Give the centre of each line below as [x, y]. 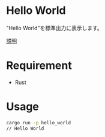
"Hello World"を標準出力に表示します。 [55, 28]
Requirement [39, 65]
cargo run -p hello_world [38, 123]
